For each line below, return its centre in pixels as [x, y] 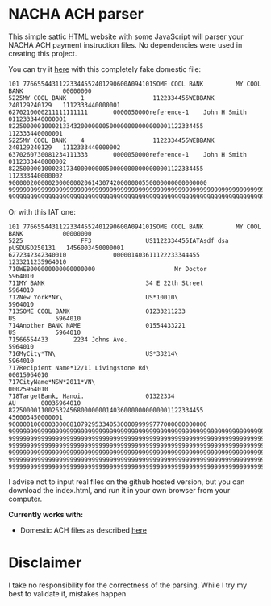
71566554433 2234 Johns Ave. [68, 340]
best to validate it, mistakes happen [67, 593]
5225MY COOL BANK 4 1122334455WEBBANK [112, 140]
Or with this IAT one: [42, 211]
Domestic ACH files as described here [83, 530]
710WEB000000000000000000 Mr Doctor [108, 269]
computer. [25, 499]
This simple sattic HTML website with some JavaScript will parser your [126, 36]
